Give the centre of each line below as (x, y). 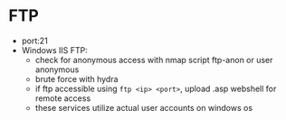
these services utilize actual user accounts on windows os (144, 107)
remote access (63, 98)
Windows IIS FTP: (54, 50)
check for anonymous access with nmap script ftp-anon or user (154, 60)
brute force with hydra (76, 78)
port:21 (35, 41)
